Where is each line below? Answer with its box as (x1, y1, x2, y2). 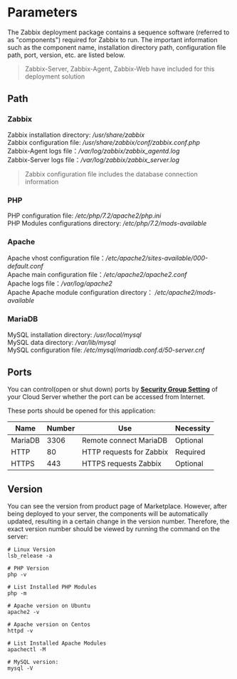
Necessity (175, 423, 211, 433)
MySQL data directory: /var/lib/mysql (7, 338, 116, 346)
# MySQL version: (7, 658, 59, 666)
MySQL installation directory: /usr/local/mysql (7, 330, 142, 339)
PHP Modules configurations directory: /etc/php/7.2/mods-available (7, 218, 207, 227)
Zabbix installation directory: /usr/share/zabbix (7, 130, 145, 139)
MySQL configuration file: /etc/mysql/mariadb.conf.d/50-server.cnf (7, 346, 205, 354)
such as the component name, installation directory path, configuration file (7, 43, 226, 51)
